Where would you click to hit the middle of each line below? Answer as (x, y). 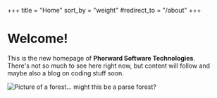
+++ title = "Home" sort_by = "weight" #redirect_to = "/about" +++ (104, 10)
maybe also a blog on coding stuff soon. (66, 73)
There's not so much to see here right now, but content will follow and (108, 66)
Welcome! (38, 39)
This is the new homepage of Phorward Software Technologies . (101, 58)
